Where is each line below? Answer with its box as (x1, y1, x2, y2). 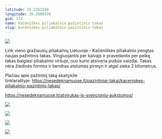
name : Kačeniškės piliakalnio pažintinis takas (5, 20, 104, 26)
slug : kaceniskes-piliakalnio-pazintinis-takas (5, 25, 104, 30)
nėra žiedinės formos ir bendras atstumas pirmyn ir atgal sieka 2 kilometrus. (5, 63, 157, 69)
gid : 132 (5, 16, 23, 21)
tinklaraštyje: (5, 78, 31, 84)
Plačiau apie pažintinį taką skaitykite (5, 72, 78, 78)
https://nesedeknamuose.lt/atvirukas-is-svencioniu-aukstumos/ (5, 92, 133, 98)
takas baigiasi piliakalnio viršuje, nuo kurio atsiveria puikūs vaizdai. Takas (5, 58, 152, 64)
